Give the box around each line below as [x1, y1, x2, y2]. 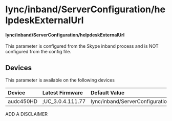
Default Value [90, 89, 124, 96]
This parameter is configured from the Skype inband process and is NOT [5, 43, 159, 49]
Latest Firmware [42, 89, 83, 96]
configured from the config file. [5, 49, 72, 55]
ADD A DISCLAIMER [5, 111, 48, 117]
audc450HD [8, 98, 37, 105]
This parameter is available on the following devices [5, 77, 115, 83]
